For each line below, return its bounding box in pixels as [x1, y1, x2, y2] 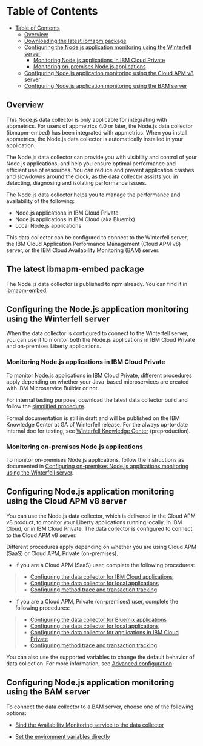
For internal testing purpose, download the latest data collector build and [6, 396, 188, 404]
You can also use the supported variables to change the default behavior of [6, 653, 195, 661]
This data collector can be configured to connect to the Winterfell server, [6, 233, 188, 241]
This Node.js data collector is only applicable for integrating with [6, 116, 168, 123]
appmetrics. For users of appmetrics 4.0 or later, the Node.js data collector [6, 122, 193, 130]
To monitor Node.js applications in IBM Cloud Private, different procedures [6, 371, 192, 379]
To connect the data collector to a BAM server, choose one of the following [6, 703, 194, 710]
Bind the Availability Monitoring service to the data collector [15, 721, 165, 728]
